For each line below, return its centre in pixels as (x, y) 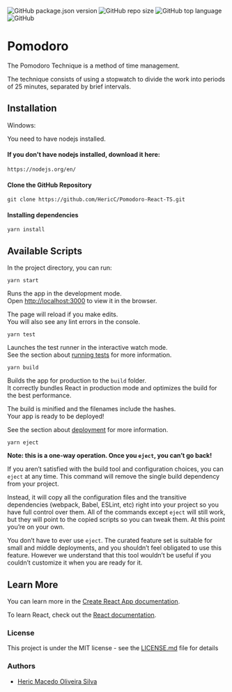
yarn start (23, 281)
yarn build (23, 368)
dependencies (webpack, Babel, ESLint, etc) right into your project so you (113, 505)
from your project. (33, 484)
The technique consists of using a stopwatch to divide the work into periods (116, 79)
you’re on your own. (36, 527)
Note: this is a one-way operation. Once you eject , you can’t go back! (110, 456)
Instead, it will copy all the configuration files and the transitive (97, 498)
